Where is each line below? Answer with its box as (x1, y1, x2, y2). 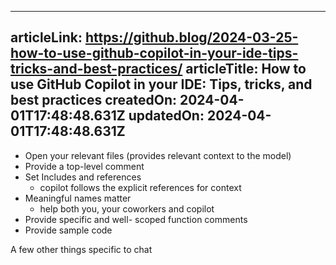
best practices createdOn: (10, 92, 178, 109)
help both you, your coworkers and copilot (39, 202, 215, 215)
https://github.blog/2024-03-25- (84, 29, 299, 46)
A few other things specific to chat (10, 243, 153, 255)
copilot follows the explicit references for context (39, 181, 242, 193)
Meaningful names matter (24, 192, 132, 204)
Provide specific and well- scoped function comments (24, 213, 248, 225)
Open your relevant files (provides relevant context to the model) (24, 149, 292, 161)
